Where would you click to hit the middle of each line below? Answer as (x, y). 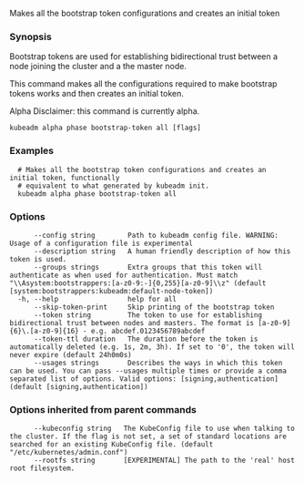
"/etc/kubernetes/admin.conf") (69, 453)
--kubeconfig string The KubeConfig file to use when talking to (164, 429)
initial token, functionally (65, 178)
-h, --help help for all (97, 299)
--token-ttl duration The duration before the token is (146, 339)
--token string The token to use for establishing (147, 315)
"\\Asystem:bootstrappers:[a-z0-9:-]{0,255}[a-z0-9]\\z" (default (138, 283)
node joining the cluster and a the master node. (98, 67)
